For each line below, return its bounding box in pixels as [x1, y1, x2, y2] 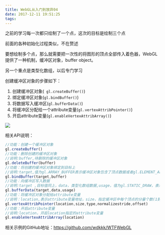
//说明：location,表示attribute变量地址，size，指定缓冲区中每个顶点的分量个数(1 [5, 197, 158, 202]
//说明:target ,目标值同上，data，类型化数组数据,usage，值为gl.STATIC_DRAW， [5, 183, 156, 188]
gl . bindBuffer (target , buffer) [5, 174, 67, 179]
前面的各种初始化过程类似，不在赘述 [5, 41, 79, 47]
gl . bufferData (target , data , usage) [5, 188, 76, 193]
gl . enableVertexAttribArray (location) [5, 215, 84, 220]
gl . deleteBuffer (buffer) [5, 160, 56, 165]
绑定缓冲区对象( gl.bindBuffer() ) [12, 94, 79, 100]
